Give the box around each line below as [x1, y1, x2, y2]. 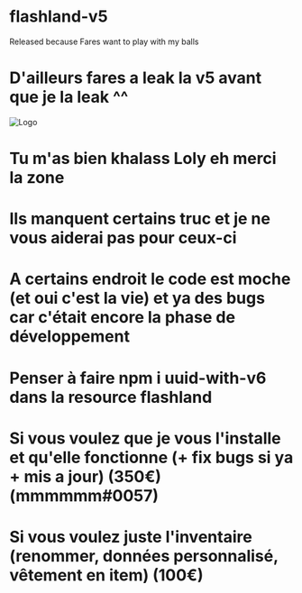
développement [9, 326, 131, 347]
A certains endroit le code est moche [9, 269, 291, 289]
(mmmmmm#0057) [9, 485, 160, 506]
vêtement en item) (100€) [9, 565, 205, 585]
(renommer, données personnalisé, [9, 546, 279, 566]
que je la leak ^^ [9, 87, 129, 107]
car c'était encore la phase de [9, 307, 236, 328]
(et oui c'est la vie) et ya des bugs [9, 288, 266, 308]
